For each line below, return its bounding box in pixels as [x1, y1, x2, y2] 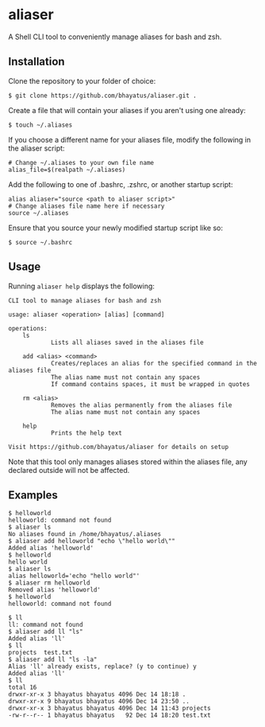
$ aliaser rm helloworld [8, 579, 90, 587]
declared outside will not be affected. [8, 465, 130, 475]
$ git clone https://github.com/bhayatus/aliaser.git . [8, 92, 197, 100]
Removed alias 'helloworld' [8, 586, 102, 594]
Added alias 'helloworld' [8, 544, 94, 553]
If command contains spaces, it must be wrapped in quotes [50, 380, 250, 388]
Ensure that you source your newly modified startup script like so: [8, 223, 224, 233]
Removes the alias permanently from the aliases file [50, 401, 232, 409]
